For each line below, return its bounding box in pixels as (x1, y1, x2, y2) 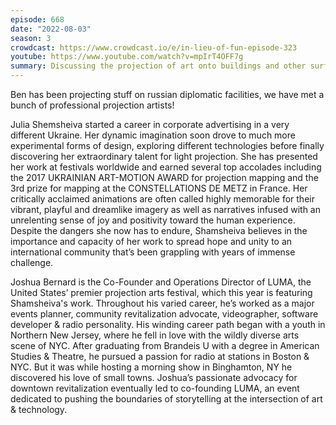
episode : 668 (10, 14, 65, 25)
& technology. (10, 404, 68, 415)
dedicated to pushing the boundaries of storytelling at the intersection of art (10, 393, 323, 405)
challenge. (10, 257, 54, 268)
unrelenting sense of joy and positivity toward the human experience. (10, 214, 296, 226)
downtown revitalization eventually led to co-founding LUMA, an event (10, 382, 300, 394)
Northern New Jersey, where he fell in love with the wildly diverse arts (10, 329, 300, 341)
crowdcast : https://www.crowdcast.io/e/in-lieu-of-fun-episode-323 (10, 42, 298, 53)
